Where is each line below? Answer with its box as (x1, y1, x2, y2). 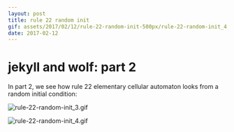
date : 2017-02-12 (8, 29, 59, 37)
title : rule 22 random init (8, 17, 90, 24)
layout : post (8, 10, 46, 17)
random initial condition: (8, 90, 78, 98)
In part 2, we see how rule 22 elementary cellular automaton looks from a (8, 83, 219, 91)
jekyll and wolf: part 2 (8, 60, 137, 75)
